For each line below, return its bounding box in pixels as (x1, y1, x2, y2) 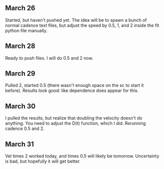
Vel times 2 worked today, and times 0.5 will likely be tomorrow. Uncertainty (5, 153, 160, 159)
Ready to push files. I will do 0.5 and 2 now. (5, 55, 93, 61)
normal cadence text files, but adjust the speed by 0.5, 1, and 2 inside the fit (5, 22, 160, 28)
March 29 (5, 69, 36, 78)
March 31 (5, 140, 34, 148)
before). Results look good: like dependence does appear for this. (5, 87, 139, 93)
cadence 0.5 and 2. (5, 126, 44, 131)
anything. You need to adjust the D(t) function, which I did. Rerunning (5, 121, 146, 127)
